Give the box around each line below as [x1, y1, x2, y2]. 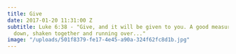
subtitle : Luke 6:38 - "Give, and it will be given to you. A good [7, 23, 209, 30]
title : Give [7, 10, 42, 18]
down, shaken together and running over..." [13, 29, 146, 37]
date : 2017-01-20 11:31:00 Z [7, 17, 93, 24]
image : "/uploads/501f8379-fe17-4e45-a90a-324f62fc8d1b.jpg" [7, 36, 190, 43]
